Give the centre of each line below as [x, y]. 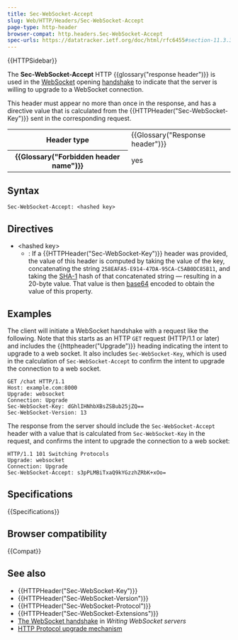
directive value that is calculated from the [68, 111]
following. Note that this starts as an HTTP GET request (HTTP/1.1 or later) [113, 338]
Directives [30, 229]
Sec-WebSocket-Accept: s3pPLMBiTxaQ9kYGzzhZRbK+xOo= [87, 473]
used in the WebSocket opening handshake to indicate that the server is [112, 82]
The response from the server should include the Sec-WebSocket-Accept [111, 426]
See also [27, 574]
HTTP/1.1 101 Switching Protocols [58, 454]
